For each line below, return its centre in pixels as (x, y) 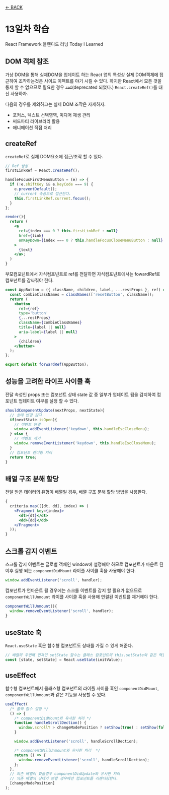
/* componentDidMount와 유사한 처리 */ (53, 718)
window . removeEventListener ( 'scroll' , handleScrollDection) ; (84, 760)
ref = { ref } (29, 309)
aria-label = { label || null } (48, 332)
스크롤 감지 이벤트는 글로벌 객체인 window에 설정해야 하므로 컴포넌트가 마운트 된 (84, 564)
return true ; (23, 457)
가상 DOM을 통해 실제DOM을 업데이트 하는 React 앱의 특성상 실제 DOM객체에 (82, 75)
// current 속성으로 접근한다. (43, 193)
